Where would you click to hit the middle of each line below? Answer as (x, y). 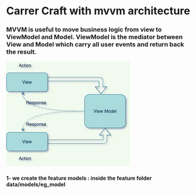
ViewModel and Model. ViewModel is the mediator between (95, 37)
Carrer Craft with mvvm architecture (98, 11)
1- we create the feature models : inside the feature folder (79, 178)
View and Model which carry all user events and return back (95, 45)
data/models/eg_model (36, 184)
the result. (22, 52)
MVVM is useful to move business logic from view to (84, 30)
